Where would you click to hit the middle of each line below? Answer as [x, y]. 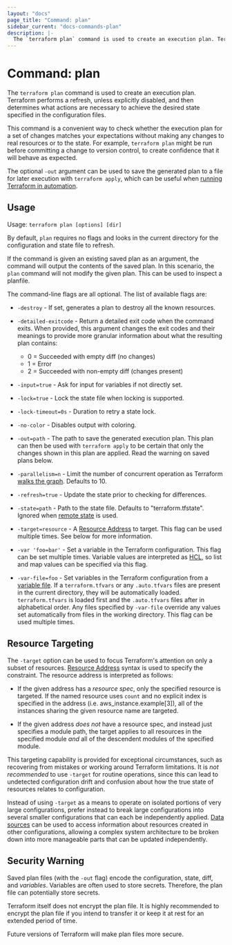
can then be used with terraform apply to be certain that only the [110, 445]
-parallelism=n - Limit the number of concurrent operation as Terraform [120, 474]
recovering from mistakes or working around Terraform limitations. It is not [113, 767]
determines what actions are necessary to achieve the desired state [104, 107]
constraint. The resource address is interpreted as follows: [90, 675]
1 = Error [40, 364]
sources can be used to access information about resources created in [108, 824]
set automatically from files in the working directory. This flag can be [115, 615]
